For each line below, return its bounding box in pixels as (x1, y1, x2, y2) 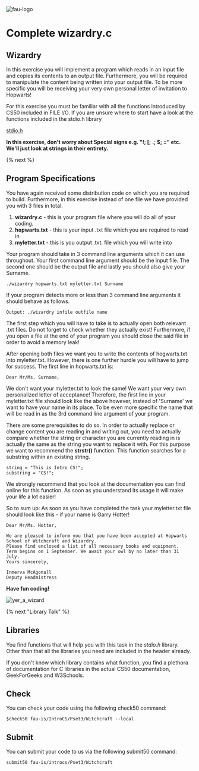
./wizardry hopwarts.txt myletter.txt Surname (6, 280, 124, 287)
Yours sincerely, (6, 558, 49, 565)
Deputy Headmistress (6, 575, 58, 580)
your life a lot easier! (6, 493, 56, 500)
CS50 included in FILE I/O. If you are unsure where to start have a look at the (6, 109, 194, 116)
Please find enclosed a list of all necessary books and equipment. (6, 543, 179, 549)
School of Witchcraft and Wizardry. (6, 538, 97, 544)
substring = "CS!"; (6, 470, 55, 476)
